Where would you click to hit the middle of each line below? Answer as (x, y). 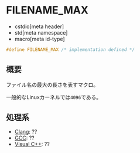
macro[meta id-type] (40, 39)
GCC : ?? (24, 138)
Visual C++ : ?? (32, 144)
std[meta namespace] (41, 32)
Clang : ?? (26, 132)
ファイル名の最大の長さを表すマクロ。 (52, 84)
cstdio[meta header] (39, 26)
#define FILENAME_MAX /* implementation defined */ (70, 50)
